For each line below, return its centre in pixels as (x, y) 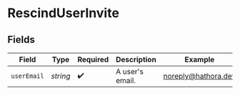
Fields (21, 40)
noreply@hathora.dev (200, 76)
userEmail (27, 76)
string (61, 76)
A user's (130, 71)
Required (93, 60)
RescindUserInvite (64, 13)
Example (200, 60)
